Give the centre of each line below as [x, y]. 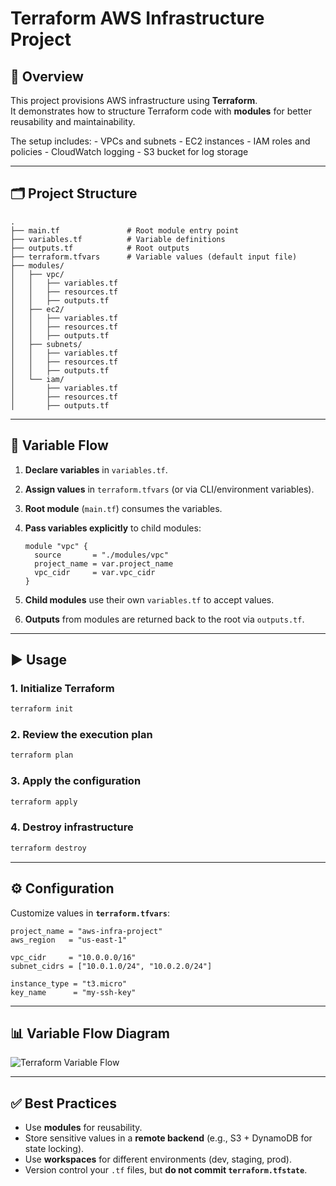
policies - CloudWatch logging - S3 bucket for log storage [129, 151]
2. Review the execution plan [81, 735]
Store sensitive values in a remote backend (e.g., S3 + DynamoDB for [168, 1138]
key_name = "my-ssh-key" [73, 992]
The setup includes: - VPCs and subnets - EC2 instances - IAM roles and [160, 141]
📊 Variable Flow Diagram [90, 1033]
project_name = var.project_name [104, 563]
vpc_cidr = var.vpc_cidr [95, 572]
